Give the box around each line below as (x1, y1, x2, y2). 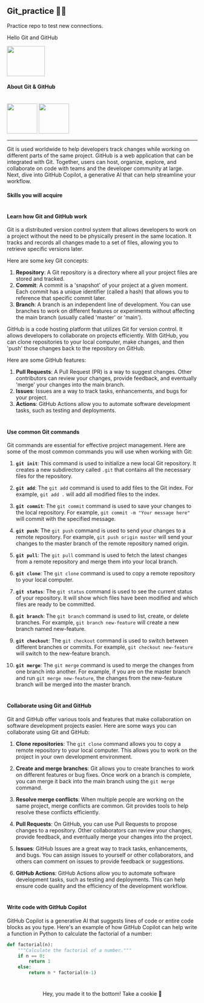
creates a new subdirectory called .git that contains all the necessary (15, 466, 191, 474)
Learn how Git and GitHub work (7, 212, 87, 220)
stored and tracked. (15, 275, 65, 283)
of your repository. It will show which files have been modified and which (15, 594, 198, 602)
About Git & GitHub (7, 83, 56, 91)
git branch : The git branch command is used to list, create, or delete (15, 612, 189, 620)
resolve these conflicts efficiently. (15, 809, 100, 815)
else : (18, 964, 32, 970)
